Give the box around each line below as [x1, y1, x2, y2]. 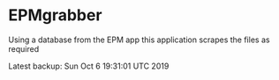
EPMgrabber [8, 5, 102, 25]
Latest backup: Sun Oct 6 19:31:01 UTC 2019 [8, 61, 170, 71]
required [8, 43, 40, 54]
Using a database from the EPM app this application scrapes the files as [8, 34, 270, 45]
